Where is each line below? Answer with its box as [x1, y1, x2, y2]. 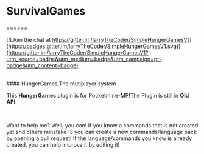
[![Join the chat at [6, 36, 51, 43]
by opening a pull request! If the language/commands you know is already [6, 135, 192, 142]
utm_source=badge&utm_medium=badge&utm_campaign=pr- [6, 55, 162, 62]
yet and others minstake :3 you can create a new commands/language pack [6, 128, 197, 135]
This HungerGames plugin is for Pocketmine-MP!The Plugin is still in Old [6, 92, 189, 99]
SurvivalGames [6, 4, 86, 18]
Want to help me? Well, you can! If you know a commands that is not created [6, 121, 199, 129]
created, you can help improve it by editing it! [6, 141, 120, 148]
